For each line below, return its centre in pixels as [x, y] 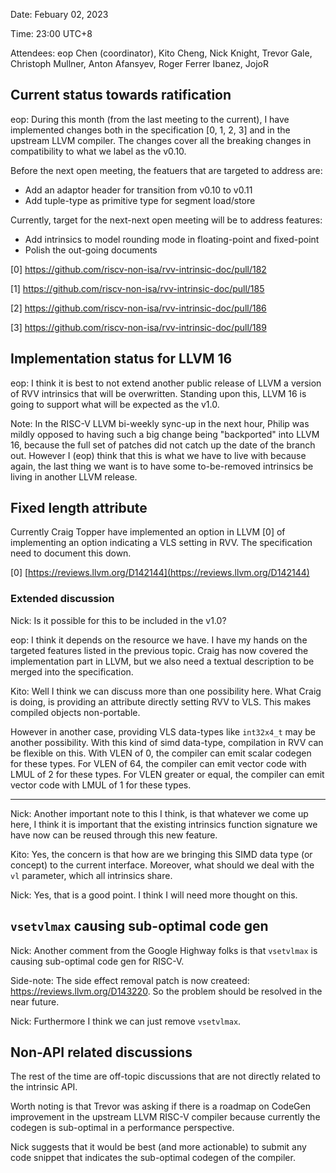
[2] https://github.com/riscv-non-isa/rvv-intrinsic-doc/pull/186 [138, 308]
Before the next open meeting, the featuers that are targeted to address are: [166, 170]
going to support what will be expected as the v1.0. [115, 404]
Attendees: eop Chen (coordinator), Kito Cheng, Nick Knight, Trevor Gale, [161, 53]
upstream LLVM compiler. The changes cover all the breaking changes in [161, 140]
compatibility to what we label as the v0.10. [98, 151]
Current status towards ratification [121, 95]
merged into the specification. [72, 671]
